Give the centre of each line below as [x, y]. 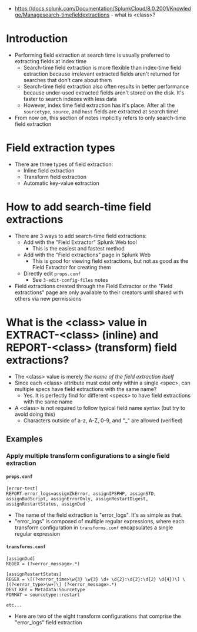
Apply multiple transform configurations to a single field [88, 456]
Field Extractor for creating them [71, 267]
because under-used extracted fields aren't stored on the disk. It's [104, 92]
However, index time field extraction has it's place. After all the [99, 105]
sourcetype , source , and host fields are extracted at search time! [101, 111]
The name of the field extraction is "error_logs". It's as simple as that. [98, 515]
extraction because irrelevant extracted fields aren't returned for [101, 74]
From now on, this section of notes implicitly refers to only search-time [100, 118]
